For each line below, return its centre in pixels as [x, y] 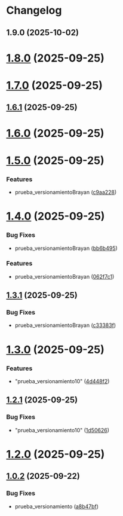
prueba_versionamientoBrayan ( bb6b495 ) [66, 248]
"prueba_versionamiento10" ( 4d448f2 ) [62, 381]
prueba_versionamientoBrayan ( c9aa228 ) [66, 193]
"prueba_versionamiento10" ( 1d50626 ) [62, 430]
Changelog [34, 10]
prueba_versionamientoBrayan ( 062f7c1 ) [64, 276]
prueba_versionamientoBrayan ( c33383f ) [65, 325]
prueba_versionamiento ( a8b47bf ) [57, 506]
